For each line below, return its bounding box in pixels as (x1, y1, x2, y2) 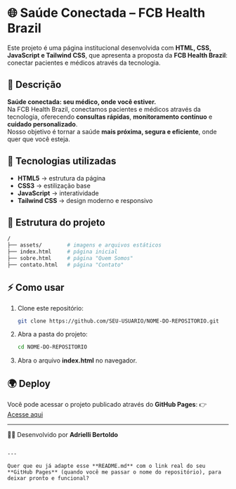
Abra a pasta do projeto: (17, 330, 88, 339)
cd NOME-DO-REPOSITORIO (17, 344, 88, 351)
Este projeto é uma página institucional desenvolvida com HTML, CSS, (7, 44, 212, 52)
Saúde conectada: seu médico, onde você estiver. (7, 97, 157, 106)
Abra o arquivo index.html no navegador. (17, 356, 138, 365)
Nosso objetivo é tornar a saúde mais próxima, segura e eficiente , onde (7, 127, 217, 136)
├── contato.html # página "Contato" (7, 261, 124, 268)
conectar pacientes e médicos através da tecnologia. (7, 58, 161, 67)
